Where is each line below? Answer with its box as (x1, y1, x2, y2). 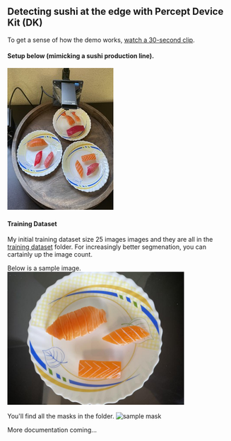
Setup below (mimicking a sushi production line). (7, 52, 154, 60)
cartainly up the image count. (7, 250, 93, 259)
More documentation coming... (7, 425, 97, 435)
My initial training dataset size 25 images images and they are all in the (7, 235, 213, 244)
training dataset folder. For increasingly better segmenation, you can (7, 242, 207, 251)
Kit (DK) (7, 17, 43, 29)
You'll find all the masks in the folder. (7, 412, 114, 420)
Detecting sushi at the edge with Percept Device (7, 6, 224, 18)
